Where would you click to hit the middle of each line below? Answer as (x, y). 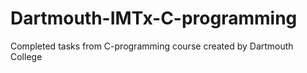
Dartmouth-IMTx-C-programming (154, 18)
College (26, 56)
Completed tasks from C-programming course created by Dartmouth (152, 46)
